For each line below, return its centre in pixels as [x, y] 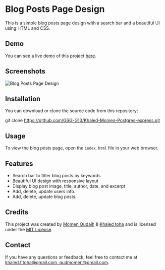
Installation [23, 99]
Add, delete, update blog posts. [44, 197]
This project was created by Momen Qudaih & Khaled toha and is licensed [81, 224]
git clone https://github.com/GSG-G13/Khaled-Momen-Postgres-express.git [82, 121]
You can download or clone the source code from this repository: [72, 111]
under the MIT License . [29, 229]
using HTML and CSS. [28, 28]
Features [19, 164]
